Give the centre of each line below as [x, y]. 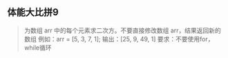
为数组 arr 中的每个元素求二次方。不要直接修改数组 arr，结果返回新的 [122, 30]
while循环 [38, 48]
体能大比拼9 [33, 12]
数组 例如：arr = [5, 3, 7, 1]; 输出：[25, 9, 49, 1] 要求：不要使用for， [119, 39]
